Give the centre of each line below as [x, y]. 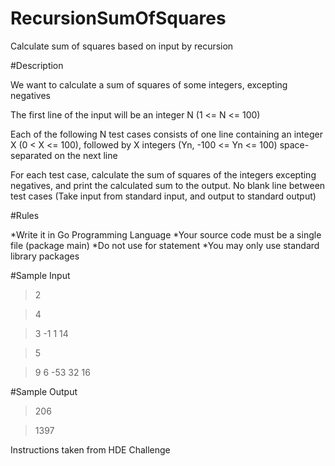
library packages [45, 256]
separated [31, 155]
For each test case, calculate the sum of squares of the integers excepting [163, 174]
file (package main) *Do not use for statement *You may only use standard [165, 245]
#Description [37, 65]
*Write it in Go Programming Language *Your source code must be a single [166, 234]
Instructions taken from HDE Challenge [90, 449]
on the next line [86, 155]
